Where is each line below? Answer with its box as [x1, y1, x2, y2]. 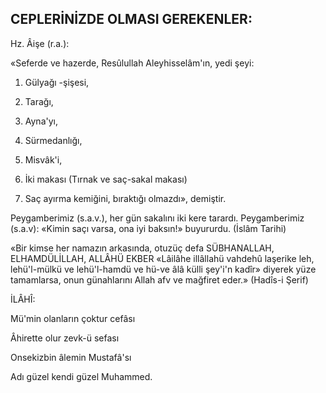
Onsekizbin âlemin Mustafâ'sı [10, 351, 132, 363]
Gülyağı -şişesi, [24, 76, 90, 88]
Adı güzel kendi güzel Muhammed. [10, 370, 153, 382]
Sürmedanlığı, [24, 134, 83, 146]
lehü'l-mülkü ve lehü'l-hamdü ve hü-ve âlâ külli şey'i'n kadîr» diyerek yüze [10, 263, 317, 275]
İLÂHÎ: [10, 293, 36, 305]
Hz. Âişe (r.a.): [10, 37, 70, 49]
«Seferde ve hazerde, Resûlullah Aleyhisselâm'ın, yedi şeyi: [10, 57, 255, 69]
